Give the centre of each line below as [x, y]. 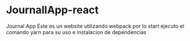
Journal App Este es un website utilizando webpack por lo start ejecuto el [95, 26]
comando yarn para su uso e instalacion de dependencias [76, 32]
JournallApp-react [52, 10]
